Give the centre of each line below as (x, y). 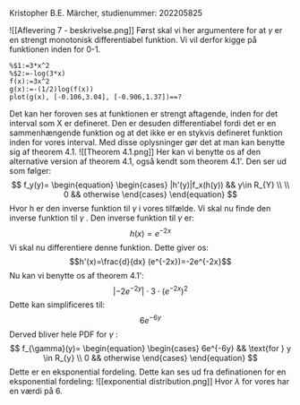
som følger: (30, 171)
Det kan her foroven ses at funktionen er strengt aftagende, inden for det (144, 114)
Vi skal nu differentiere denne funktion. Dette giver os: (109, 247)
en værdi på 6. (36, 391)
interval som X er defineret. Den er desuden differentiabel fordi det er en (143, 123)
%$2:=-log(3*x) (38, 73)
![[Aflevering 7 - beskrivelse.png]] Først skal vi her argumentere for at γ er (146, 30)
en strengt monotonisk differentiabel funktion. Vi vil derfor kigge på (133, 40)
